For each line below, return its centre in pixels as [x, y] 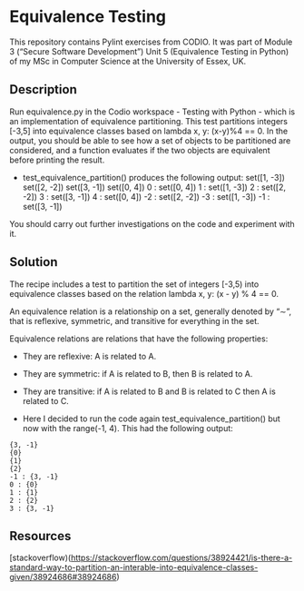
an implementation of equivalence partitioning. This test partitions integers [149, 121]
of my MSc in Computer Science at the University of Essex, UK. [128, 61]
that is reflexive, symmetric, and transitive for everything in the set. [135, 320]
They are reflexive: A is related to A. [89, 356]
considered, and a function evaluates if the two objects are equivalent [140, 150]
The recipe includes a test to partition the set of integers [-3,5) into [134, 284]
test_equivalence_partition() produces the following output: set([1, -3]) [154, 177]
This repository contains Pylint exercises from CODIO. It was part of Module [151, 42]
